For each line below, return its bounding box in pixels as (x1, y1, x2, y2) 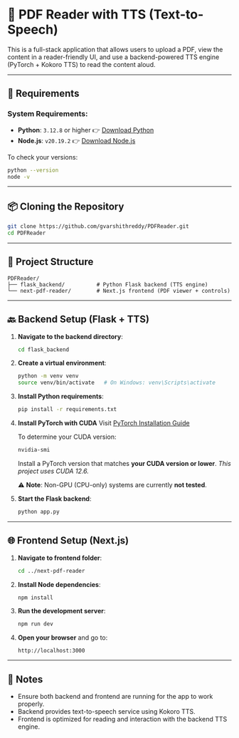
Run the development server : (17, 607, 106, 615)
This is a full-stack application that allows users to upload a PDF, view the (7, 45, 223, 53)
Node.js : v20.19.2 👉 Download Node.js (17, 136, 136, 145)
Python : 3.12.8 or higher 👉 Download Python (17, 125, 154, 134)
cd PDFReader (7, 229, 46, 237)
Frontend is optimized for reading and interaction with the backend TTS (17, 715, 228, 724)
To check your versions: (7, 152, 78, 161)
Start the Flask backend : (17, 494, 92, 503)
